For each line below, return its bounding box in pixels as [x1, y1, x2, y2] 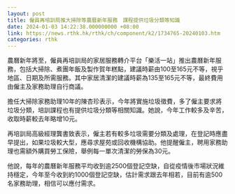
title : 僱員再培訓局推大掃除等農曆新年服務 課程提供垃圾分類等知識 [7, 17, 180, 24]
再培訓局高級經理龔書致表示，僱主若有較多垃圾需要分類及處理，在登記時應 [7, 130, 222, 138]
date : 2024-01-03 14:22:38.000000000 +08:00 [7, 23, 139, 30]
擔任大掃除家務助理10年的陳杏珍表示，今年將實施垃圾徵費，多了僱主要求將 [7, 97, 222, 105]
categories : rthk [7, 36, 58, 43]
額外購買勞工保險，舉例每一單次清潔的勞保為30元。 [25, 147, 175, 156]
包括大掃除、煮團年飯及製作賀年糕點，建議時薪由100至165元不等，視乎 [19, 65, 224, 73]
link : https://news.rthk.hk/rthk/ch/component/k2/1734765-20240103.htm [7, 29, 220, 37]
